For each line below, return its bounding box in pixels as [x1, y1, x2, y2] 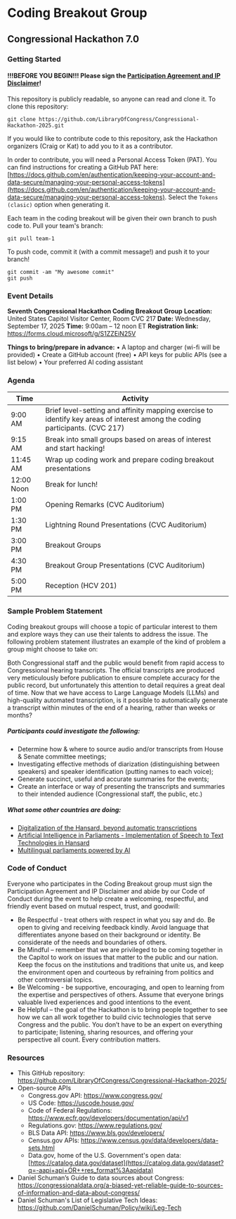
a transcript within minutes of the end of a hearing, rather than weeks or [7, 703, 216, 712]
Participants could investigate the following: [7, 727, 140, 735]
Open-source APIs [17, 1084, 72, 1092]
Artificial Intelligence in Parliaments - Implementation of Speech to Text [17, 831, 223, 839]
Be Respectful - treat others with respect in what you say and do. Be [17, 915, 216, 924]
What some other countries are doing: [7, 806, 122, 814]
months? [7, 711, 33, 719]
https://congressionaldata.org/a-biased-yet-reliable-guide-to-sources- [17, 1181, 223, 1189]
